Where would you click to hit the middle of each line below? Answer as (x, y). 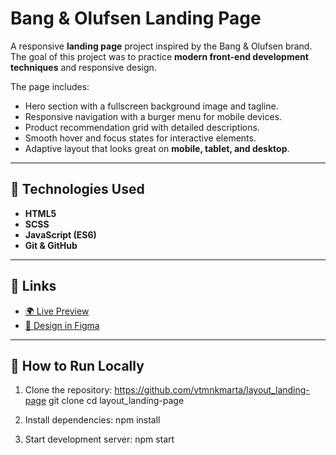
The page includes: (50, 86)
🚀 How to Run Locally (77, 365)
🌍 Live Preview (57, 311)
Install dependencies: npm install (92, 420)
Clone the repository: (68, 390)
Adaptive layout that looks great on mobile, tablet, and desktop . (157, 148)
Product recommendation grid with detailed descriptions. (142, 127)
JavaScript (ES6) (60, 234)
